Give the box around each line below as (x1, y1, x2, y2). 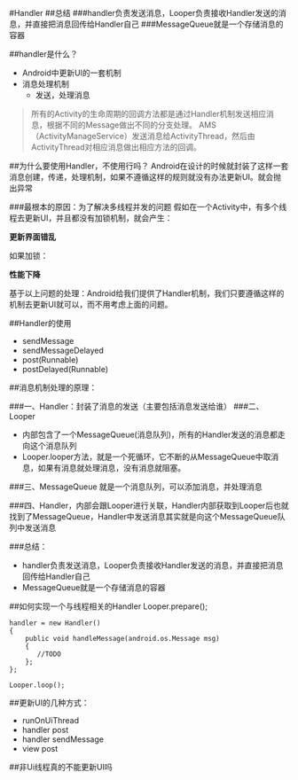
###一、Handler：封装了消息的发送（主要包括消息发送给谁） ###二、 (9, 402, 264, 411)
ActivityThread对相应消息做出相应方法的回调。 (30, 142, 202, 152)
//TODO (36, 650, 62, 659)
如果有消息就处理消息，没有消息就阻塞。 (37, 463, 186, 472)
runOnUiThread (21, 715, 80, 725)
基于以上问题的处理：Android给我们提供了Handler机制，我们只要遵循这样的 (9, 288, 285, 299)
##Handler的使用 (9, 318, 72, 328)
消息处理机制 (21, 79, 69, 89)
